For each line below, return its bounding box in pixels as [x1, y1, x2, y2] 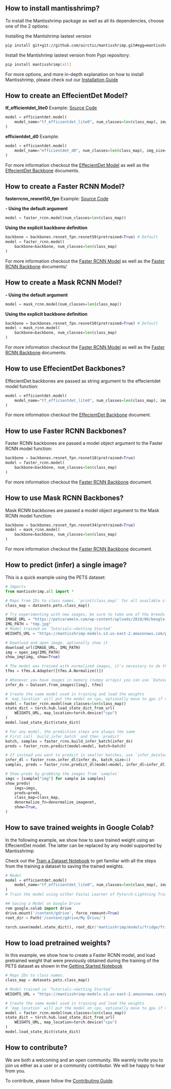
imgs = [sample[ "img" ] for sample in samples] [5, 776, 106, 781]
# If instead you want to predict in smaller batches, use [5, 752, 133, 758]
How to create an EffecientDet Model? [5, 91, 128, 100]
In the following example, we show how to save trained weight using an [5, 837, 155, 843]
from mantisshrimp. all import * [5, 589, 74, 594]
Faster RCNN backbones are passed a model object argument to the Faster [5, 440, 163, 446]
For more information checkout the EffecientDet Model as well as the [5, 162, 149, 168]
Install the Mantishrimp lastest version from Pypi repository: [5, 52, 130, 58]
